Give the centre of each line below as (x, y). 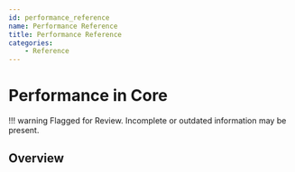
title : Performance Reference (65, 34)
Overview (37, 158)
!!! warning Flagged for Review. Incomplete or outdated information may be (147, 121)
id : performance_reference (59, 18)
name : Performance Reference (63, 26)
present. (24, 131)
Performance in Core (88, 96)
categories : (31, 43)
